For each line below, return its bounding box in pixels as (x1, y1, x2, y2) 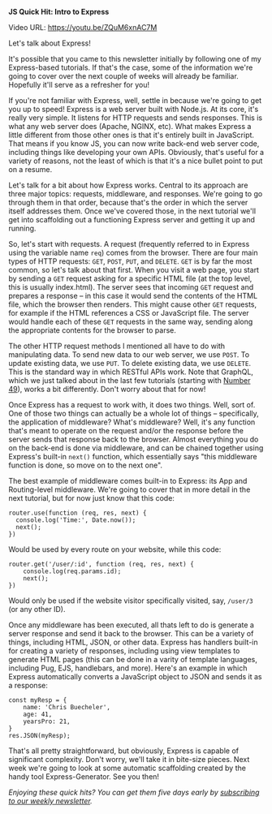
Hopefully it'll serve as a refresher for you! (8, 80, 150, 89)
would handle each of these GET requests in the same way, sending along (8, 317, 253, 326)
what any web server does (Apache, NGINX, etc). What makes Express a (8, 122, 252, 131)
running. (8, 223, 37, 233)
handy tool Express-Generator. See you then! (8, 772, 160, 782)
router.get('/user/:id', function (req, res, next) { (8, 560, 195, 568)
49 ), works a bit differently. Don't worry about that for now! (8, 385, 206, 394)
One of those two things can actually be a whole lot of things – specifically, (8, 409, 260, 418)
